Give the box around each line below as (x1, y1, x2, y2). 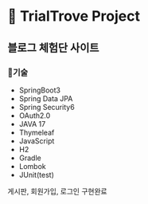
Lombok (18, 161, 47, 171)
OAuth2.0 (18, 111, 51, 120)
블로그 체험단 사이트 (7, 41, 99, 54)
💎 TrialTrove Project (7, 7, 141, 25)
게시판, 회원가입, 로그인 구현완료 (7, 186, 108, 196)
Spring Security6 (18, 102, 75, 112)
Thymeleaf (18, 127, 55, 137)
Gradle (18, 153, 41, 163)
